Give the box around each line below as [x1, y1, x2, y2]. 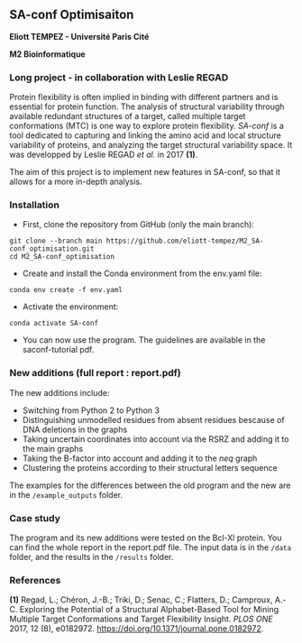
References [9, 574, 61, 586]
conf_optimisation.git [9, 244, 95, 253]
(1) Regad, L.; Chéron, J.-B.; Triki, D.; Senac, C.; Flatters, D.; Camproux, [9, 594, 273, 605]
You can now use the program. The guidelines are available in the [22, 335, 266, 345]
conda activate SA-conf [9, 319, 99, 328]
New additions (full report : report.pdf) [9, 367, 182, 380]
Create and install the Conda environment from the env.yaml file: [22, 268, 263, 279]
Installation [9, 198, 60, 211]
